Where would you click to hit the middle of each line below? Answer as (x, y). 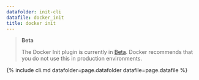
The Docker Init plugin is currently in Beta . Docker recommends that (107, 52)
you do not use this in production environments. (82, 59)
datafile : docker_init (35, 18)
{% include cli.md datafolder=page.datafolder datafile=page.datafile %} (97, 70)
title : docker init (31, 23)
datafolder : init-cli (34, 12)
